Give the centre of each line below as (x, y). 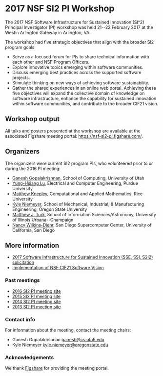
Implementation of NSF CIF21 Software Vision (58, 268)
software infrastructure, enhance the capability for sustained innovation (84, 98)
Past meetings (22, 280)
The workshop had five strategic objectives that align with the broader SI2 (80, 42)
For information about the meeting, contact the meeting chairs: (68, 330)
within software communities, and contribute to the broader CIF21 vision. (85, 103)
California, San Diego (33, 230)
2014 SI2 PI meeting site (36, 301)
